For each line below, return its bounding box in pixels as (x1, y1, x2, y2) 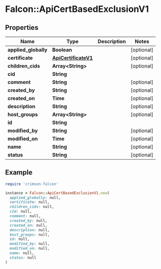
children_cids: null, (9, 204, 54, 209)
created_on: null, (9, 223, 48, 228)
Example (5, 168, 33, 177)
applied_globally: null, (9, 195, 61, 200)
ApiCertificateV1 (52, 55, 93, 61)
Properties (5, 23, 39, 32)
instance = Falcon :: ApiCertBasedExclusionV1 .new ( (5, 190, 110, 195)
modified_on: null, (9, 246, 50, 251)
